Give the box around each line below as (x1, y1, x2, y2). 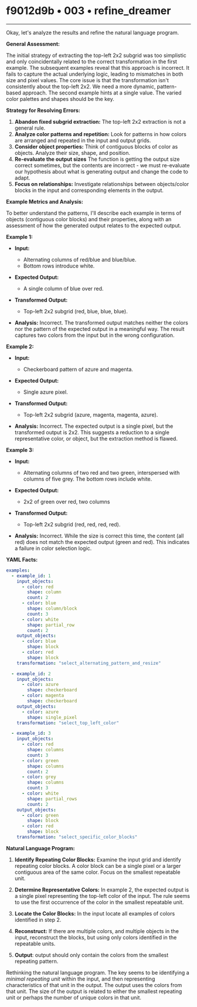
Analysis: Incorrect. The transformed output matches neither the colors (14, 319, 189, 326)
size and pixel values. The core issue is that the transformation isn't (6, 76, 169, 83)
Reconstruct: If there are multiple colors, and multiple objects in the (14, 927, 179, 934)
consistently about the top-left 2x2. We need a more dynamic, (6, 83, 156, 90)
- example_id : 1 (11, 573, 51, 579)
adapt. (14, 174, 30, 181)
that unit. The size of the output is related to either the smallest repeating (6, 988, 182, 995)
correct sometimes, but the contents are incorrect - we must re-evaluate (14, 161, 190, 168)
